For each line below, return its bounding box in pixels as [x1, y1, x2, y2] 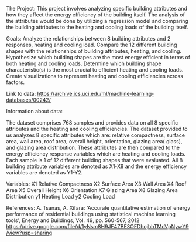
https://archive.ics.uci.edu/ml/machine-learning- [37, 90, 154, 97]
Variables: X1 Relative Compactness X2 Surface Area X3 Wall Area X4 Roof [6, 180, 187, 187]
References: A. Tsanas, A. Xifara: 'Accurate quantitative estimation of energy [6, 204, 191, 211]
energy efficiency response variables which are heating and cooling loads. [6, 150, 186, 157]
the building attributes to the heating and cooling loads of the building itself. [6, 23, 188, 31]
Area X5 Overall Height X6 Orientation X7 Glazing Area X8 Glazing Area [6, 187, 178, 193]
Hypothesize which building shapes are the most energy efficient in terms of [6, 54, 191, 60]
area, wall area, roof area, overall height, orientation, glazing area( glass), [6, 138, 183, 144]
